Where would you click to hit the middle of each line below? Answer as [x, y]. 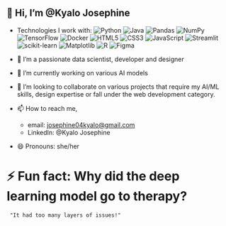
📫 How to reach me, [47, 108]
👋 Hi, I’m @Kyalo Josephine [68, 13]
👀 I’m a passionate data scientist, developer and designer [101, 59]
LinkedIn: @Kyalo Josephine [69, 132]
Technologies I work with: [55, 30]
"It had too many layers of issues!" [65, 215]
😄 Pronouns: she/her [48, 146]
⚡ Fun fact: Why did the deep [93, 176]
